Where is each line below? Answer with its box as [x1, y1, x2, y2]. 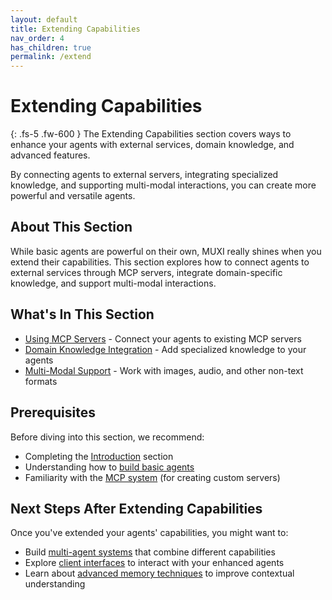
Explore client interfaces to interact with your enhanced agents [24, 557, 285, 569]
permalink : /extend [10, 52, 92, 62]
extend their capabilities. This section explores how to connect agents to [10, 256, 310, 268]
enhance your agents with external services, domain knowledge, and [10, 139, 295, 151]
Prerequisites [10, 404, 96, 421]
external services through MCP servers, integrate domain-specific [10, 266, 283, 278]
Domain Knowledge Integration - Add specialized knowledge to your [24, 343, 307, 355]
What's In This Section [10, 306, 155, 323]
